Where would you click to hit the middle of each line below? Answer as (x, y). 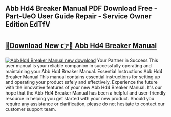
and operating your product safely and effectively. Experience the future (81, 82)
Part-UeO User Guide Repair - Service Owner (79, 17)
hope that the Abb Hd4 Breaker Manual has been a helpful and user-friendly (86, 93)
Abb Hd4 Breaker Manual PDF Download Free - (81, 8)
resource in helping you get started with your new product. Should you (80, 98)
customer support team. (31, 109)
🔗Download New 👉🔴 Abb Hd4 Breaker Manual (81, 45)
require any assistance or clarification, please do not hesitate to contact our (85, 104)
